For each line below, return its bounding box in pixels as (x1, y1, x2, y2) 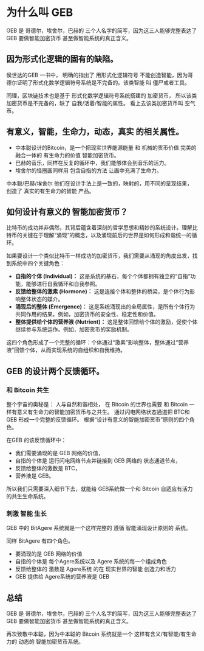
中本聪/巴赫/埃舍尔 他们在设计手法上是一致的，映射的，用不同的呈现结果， (6, 179, 193, 187)
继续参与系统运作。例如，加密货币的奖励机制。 (15, 326, 132, 333)
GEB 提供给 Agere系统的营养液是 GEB (15, 573, 110, 580)
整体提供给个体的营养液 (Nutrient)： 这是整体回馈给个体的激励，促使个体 (15, 318, 198, 325)
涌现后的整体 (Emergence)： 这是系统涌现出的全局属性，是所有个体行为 (15, 303, 195, 310)
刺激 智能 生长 (6, 509, 47, 518)
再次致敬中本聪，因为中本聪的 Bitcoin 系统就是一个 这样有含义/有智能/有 (6, 630, 186, 638)
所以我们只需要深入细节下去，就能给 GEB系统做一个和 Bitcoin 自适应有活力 (6, 485, 193, 493)
